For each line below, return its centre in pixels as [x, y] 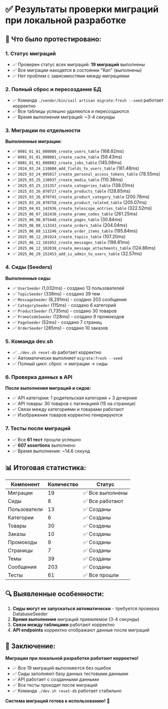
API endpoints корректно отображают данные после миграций [81, 630]
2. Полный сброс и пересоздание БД [53, 89]
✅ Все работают [103, 501]
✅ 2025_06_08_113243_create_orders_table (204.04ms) [70, 225]
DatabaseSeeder [30, 614]
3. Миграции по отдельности [43, 131]
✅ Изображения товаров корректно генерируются [68, 415]
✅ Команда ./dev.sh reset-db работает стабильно [67, 691]
